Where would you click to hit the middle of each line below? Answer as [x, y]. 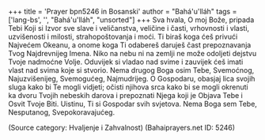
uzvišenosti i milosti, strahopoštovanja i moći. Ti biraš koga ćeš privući [123, 36]
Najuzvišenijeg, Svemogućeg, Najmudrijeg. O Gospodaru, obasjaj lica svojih [132, 79]
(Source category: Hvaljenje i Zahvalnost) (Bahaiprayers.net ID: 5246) [122, 127]
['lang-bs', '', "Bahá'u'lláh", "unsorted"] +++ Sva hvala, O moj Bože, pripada [131, 20]
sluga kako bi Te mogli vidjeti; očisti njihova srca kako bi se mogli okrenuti [129, 87]
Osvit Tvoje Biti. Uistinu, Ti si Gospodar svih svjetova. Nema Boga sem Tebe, [132, 104]
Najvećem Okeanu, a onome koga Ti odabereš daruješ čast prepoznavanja [130, 45]
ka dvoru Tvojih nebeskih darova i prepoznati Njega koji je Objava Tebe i [125, 95]
